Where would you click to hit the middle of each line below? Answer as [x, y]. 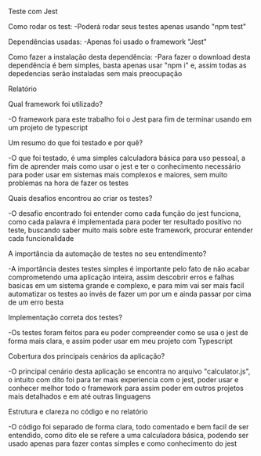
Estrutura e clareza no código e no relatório [78, 412]
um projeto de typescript [48, 128]
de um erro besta [36, 302]
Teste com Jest [33, 11]
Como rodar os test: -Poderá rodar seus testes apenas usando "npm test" [127, 26]
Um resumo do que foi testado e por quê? [76, 143]
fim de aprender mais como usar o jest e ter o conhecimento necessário [125, 166]
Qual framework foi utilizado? [56, 104]
